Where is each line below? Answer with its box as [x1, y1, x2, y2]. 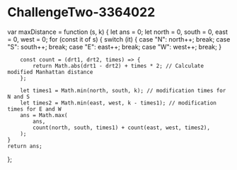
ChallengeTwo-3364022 [7, 4, 156, 20]
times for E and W [7, 105, 62, 113]
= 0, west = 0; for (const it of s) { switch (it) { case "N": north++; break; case [7, 35, 231, 43]
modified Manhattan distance [7, 68, 93, 75]
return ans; [7, 142, 42, 150]
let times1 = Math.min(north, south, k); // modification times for [20, 87, 226, 94]
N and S [7, 93, 30, 100]
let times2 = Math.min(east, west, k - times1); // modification [20, 99, 217, 107]
